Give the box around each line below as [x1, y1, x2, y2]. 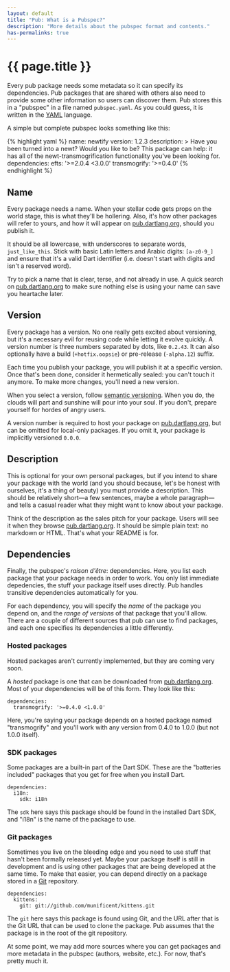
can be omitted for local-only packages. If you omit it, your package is [7, 426, 206, 434]
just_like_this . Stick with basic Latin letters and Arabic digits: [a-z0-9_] [7, 247, 214, 255]
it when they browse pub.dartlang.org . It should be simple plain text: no [7, 521, 209, 530]
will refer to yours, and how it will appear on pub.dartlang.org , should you [7, 219, 215, 227]
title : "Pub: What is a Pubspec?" [7, 16, 106, 23]
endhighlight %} [7, 166, 53, 175]
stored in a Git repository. [7, 877, 79, 885]
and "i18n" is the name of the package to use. [7, 815, 136, 824]
